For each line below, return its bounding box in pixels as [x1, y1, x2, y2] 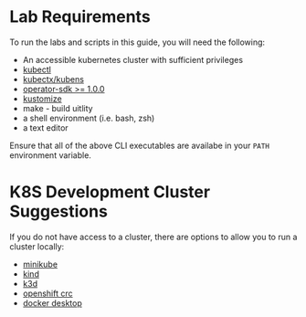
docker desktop [22, 297, 82, 308]
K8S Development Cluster [9, 182, 211, 203]
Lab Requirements [9, 6, 151, 27]
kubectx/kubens [22, 73, 85, 84]
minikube [22, 259, 58, 269]
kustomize [22, 93, 62, 104]
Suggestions [9, 201, 108, 222]
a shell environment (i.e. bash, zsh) [22, 112, 155, 123]
